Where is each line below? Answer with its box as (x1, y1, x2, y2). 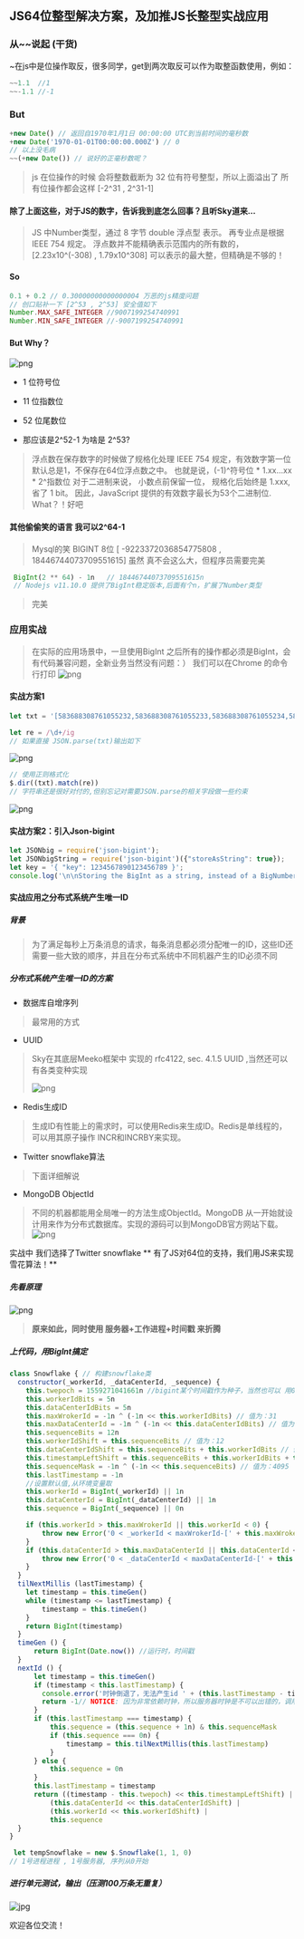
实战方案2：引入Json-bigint (9, 825, 115, 836)
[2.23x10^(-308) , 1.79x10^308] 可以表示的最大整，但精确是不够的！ (31, 250, 285, 261)
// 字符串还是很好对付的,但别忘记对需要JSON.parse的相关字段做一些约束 (9, 787, 249, 796)
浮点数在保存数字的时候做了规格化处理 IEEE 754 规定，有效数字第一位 (31, 454, 291, 465)
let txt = (9, 711, 47, 720)
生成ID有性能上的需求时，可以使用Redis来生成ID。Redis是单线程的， (31, 1121, 288, 1132)
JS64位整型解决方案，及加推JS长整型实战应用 (9, 8, 269, 24)
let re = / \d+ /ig (9, 728, 75, 737)
